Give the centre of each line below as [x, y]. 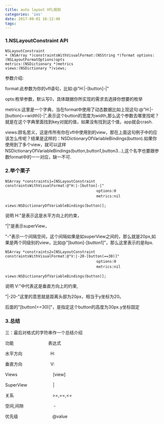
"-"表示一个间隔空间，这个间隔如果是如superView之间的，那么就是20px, [78, 236]
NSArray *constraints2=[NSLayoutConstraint [50, 252]
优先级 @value [36, 417]
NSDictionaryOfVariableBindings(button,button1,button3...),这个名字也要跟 [80, 150]
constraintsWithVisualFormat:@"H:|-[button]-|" [55, 185]
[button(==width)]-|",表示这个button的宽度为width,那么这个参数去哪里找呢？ [82, 115]
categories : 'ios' [24, 14]
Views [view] [35, 375]
